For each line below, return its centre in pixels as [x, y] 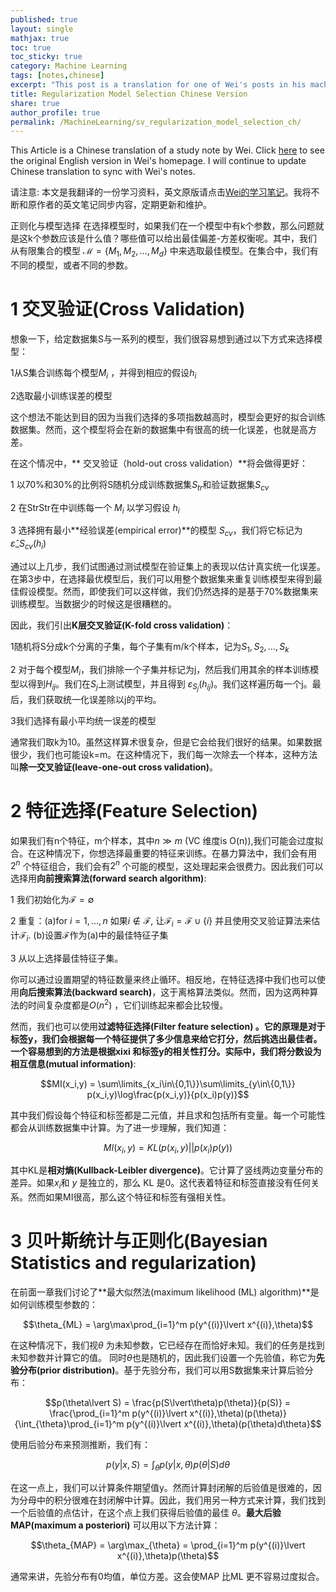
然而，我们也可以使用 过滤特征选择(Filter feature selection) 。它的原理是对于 [168, 1026]
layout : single [42, 29]
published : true [44, 19]
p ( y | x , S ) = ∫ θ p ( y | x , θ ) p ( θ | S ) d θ [168, 1466]
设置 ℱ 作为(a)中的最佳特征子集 [106, 935]
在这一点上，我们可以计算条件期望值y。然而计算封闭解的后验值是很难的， [161, 1487]
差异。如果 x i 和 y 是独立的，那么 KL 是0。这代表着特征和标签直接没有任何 [161, 1184]
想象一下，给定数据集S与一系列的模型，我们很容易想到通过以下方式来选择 [162, 338]
